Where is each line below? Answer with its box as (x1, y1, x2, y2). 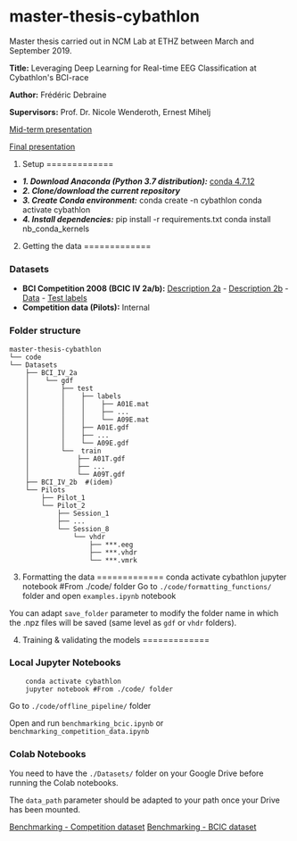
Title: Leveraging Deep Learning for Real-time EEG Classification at (9, 62, 257, 73)
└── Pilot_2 (41, 501, 87, 510)
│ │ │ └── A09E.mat (25, 415, 150, 424)
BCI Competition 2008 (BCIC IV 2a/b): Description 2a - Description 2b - (21, 283, 289, 294)
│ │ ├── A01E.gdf (25, 422, 129, 432)
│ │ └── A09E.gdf (25, 438, 129, 447)
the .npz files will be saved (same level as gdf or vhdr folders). (9, 617, 237, 628)
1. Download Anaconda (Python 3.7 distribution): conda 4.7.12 (21, 176, 255, 187)
